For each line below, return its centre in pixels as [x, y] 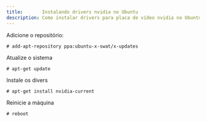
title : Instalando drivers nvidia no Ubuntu [72, 12]
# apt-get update [29, 69]
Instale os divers [27, 80]
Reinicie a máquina [30, 102]
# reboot [17, 113]
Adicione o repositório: [35, 35]
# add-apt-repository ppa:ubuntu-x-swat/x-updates [72, 46]
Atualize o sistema [29, 57]
